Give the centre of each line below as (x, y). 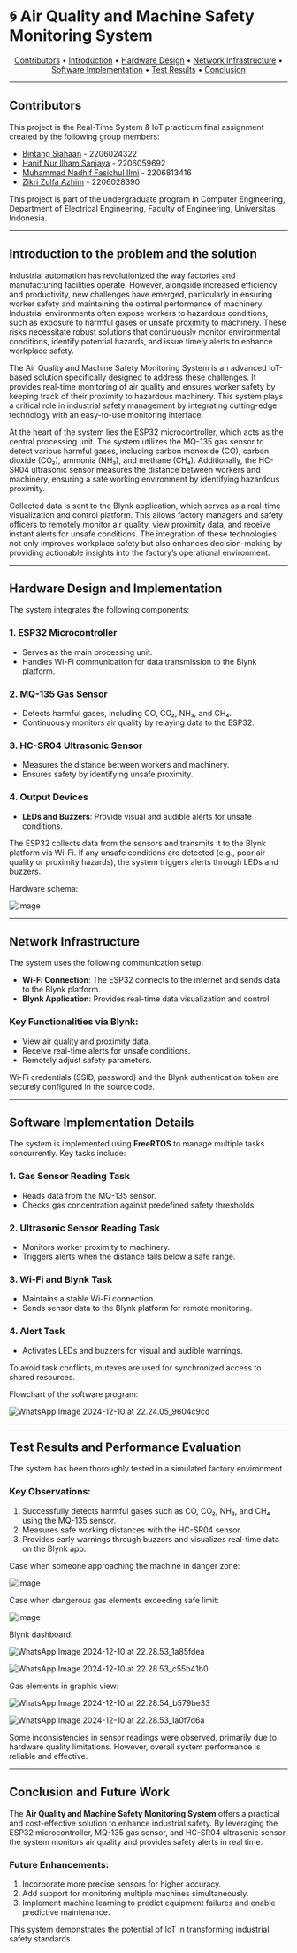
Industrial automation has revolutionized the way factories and (122, 275)
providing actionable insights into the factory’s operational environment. (140, 552)
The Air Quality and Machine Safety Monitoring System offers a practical (145, 1813)
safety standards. (41, 1938)
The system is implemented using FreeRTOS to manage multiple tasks (137, 1144)
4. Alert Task (37, 1332)
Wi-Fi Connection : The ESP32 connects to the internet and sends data (151, 980)
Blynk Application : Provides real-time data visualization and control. (147, 999)
